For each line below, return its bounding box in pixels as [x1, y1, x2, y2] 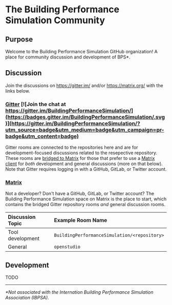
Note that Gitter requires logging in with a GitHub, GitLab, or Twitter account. [5, 166, 167, 172]
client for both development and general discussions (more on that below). [5, 160, 163, 167]
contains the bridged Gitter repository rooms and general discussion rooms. [5, 201, 166, 208]
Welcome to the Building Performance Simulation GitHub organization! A [5, 49, 158, 54]
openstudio [54, 244, 81, 250]
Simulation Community [5, 14, 105, 26]
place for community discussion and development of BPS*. [5, 54, 131, 60]
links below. [5, 88, 30, 94]
